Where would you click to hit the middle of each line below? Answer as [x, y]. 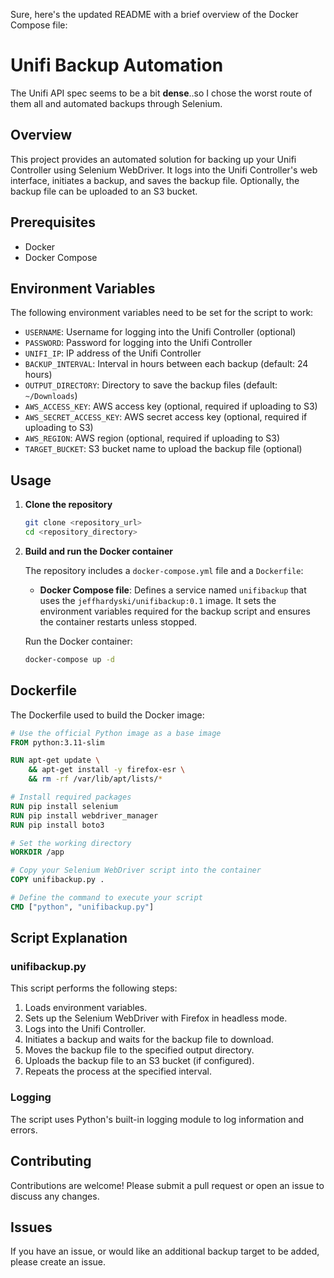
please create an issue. [58, 1262]
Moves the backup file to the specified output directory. [139, 1050]
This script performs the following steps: [94, 988]
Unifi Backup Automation [117, 65]
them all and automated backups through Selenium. [116, 103]
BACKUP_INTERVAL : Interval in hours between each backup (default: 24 [166, 364]
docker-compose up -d [69, 659]
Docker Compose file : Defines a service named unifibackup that [173, 590]
